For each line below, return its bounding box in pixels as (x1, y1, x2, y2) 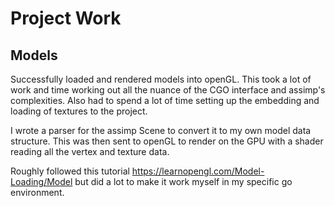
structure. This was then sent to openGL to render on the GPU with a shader (10, 135, 324, 147)
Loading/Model (10, 176, 73, 187)
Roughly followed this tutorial (10, 165, 130, 177)
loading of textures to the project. (10, 105, 148, 117)
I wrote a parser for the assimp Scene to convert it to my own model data (10, 125, 312, 136)
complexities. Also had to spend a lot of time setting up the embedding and (10, 95, 320, 106)
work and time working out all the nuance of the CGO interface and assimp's (10, 84, 326, 96)
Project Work (10, 7, 122, 30)
